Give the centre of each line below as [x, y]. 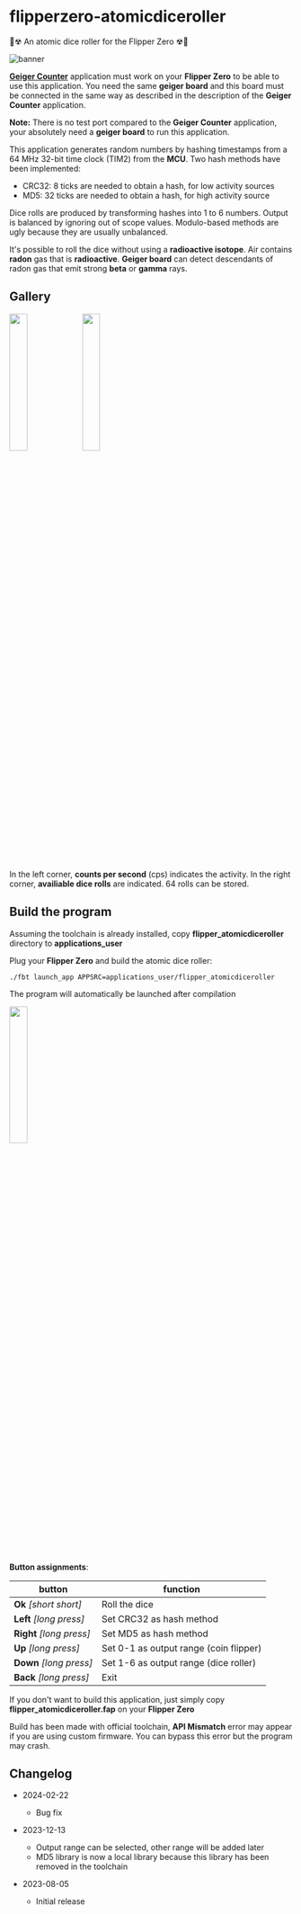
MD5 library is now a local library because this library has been [152, 1857]
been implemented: [45, 168]
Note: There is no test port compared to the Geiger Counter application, [143, 122]
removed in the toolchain [82, 1866]
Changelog [41, 1773]
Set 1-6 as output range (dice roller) [179, 1662]
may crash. [30, 1745]
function [181, 1589]
